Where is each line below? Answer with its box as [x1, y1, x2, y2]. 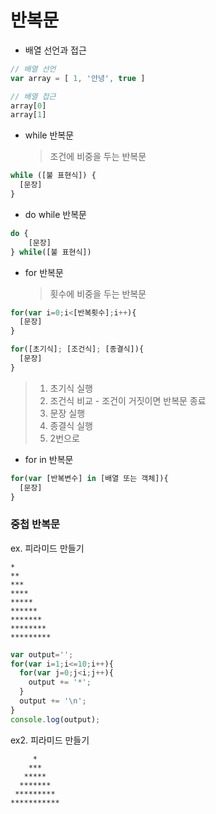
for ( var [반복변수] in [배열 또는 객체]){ [10, 473, 169, 483]
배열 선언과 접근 [24, 44, 87, 56]
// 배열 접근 [10, 91, 57, 101]
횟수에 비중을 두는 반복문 [49, 287, 147, 300]
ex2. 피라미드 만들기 [10, 734, 90, 746]
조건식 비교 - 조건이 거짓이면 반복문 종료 [49, 394, 207, 406]
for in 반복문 [24, 453, 74, 465]
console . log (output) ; [10, 714, 101, 725]
